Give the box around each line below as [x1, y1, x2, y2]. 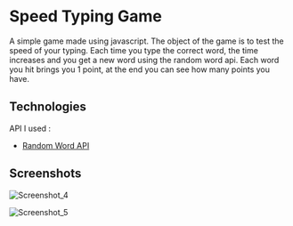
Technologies [9, 100, 87, 115]
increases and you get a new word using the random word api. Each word [9, 54, 280, 65]
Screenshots [9, 166, 82, 182]
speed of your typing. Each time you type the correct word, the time [9, 44, 258, 55]
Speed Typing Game [9, 6, 162, 27]
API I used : [9, 123, 52, 133]
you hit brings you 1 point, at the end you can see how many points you [9, 64, 270, 75]
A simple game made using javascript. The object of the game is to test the [9, 36, 284, 46]
